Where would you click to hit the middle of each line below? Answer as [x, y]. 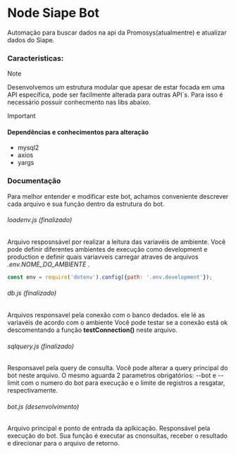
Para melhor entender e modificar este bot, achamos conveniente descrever [118, 196]
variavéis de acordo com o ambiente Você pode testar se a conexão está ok [117, 323]
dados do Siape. [31, 39]
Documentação [34, 181]
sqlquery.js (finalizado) [41, 346]
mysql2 [28, 148]
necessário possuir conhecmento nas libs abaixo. [79, 102]
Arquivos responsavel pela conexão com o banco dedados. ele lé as [106, 315]
